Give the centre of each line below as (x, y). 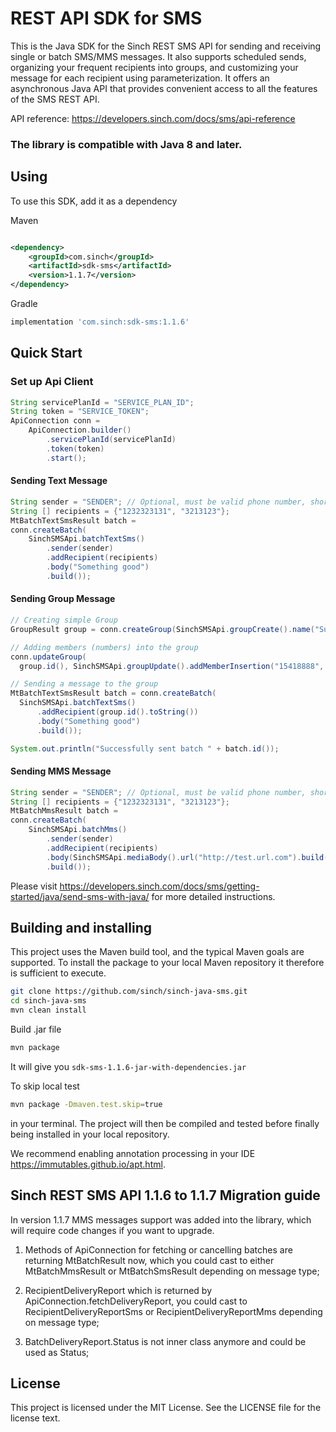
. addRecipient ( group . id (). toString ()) (117, 712)
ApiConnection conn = (55, 421)
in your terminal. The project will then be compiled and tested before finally (165, 1123)
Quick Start (46, 353)
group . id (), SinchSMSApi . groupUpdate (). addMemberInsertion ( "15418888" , (172, 666)
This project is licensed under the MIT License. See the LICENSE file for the (166, 1408)
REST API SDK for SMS (106, 18)
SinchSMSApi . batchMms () (78, 830)
